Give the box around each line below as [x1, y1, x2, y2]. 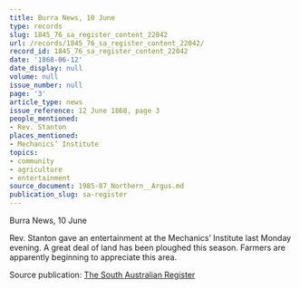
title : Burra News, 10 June [9, 13, 116, 23]
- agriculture [9, 165, 63, 174]
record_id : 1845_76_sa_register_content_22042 [9, 47, 189, 56]
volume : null [9, 72, 59, 82]
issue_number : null [9, 81, 83, 90]
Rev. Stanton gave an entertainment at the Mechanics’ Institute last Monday [9, 233, 292, 243]
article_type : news [9, 97, 83, 107]
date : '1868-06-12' [9, 55, 83, 64]
